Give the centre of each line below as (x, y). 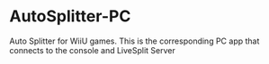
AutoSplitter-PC (70, 16)
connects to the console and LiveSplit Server (92, 50)
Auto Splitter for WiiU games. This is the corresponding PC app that (134, 41)
